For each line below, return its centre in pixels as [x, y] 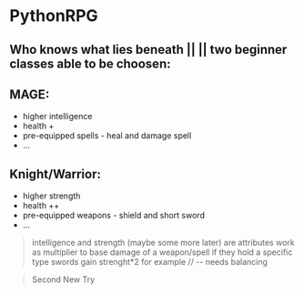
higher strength [51, 196]
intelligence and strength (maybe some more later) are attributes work [163, 243]
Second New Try [63, 279]
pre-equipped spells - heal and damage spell [107, 136]
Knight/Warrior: [56, 174]
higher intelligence [57, 117]
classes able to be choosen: [90, 63]
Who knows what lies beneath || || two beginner [148, 50]
